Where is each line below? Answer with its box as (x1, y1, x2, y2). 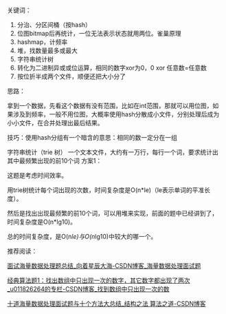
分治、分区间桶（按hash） (16, 21, 91, 29)
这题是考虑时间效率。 (7, 171, 67, 179)
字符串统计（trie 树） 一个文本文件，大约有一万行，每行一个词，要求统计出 (7, 148, 218, 156)
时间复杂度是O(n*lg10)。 (7, 218, 77, 226)
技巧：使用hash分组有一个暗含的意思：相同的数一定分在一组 (7, 134, 177, 141)
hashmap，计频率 (16, 38, 68, 46)
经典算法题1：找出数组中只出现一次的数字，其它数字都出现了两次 (7, 276, 190, 284)
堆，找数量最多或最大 (16, 47, 78, 54)
